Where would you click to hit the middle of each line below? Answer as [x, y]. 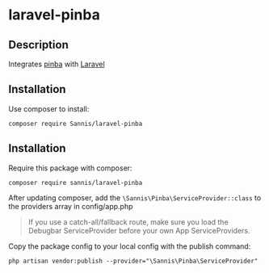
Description [38, 45]
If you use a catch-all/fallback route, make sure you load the [128, 222]
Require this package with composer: [70, 168]
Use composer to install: [49, 109]
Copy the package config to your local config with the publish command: [130, 246]
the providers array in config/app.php [71, 206]
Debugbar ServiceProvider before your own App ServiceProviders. [139, 230]
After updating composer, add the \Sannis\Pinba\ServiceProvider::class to [135, 197]
